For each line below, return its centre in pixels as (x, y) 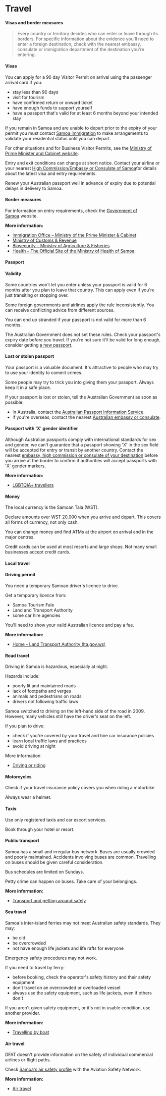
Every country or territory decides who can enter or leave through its (87, 34)
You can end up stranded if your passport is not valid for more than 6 (76, 320)
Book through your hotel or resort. (40, 829)
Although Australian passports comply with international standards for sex (81, 439)
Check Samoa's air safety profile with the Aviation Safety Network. (73, 1069)
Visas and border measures (34, 22)
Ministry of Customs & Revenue (44, 240)
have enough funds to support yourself (52, 108)
